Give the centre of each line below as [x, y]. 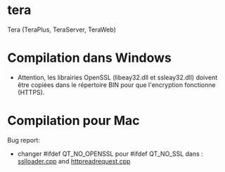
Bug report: [24, 140]
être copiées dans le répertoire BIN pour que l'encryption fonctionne [116, 85]
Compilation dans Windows [90, 58]
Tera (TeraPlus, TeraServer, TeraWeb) [62, 29]
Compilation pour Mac [73, 121]
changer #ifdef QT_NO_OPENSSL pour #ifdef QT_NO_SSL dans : [110, 154]
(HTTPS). [31, 92]
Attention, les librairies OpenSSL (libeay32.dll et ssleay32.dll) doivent [117, 77]
